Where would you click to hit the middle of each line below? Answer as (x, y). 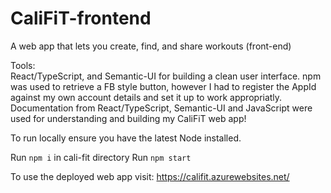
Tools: (23, 65)
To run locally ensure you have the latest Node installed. (126, 138)
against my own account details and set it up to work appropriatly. (146, 97)
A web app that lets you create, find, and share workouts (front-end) (151, 46)
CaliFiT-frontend (81, 18)
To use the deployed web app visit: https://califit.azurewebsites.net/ (150, 176)
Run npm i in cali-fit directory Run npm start (101, 157)
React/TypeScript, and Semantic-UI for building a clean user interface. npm (166, 76)
